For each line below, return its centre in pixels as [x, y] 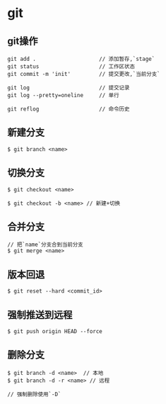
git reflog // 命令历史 [69, 109]
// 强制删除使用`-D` [34, 394]
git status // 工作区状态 [71, 67]
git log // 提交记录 [69, 88]
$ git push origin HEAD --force [55, 332]
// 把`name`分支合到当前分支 [45, 245]
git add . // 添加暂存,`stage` [81, 59]
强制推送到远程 [40, 314]
